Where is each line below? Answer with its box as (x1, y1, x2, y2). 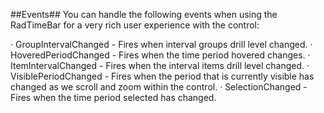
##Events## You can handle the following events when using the (10, 9, 278, 20)
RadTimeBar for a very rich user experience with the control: (10, 19, 260, 31)
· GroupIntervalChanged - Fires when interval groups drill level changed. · (10, 39, 313, 50)
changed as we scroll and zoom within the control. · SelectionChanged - (10, 81, 308, 93)
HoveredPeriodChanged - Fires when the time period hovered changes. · (10, 49, 311, 61)
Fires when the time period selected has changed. (10, 92, 217, 103)
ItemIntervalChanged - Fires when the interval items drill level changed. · (10, 60, 310, 71)
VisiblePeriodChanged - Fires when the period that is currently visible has (10, 70, 315, 82)
